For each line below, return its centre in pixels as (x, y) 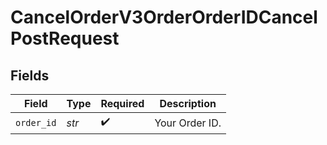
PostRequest (65, 38)
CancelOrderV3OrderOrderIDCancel (164, 17)
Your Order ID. (188, 123)
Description (188, 103)
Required (122, 103)
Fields (30, 75)
